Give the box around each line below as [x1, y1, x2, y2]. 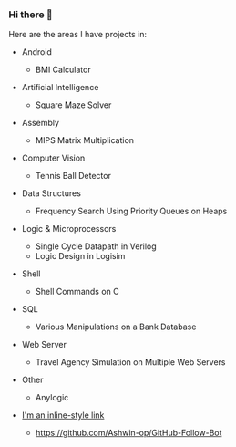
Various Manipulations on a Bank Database [35, 321, 197, 332]
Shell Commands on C [35, 286, 119, 297]
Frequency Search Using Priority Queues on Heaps [35, 205, 228, 217]
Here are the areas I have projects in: [8, 29, 148, 40]
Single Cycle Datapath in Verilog [35, 241, 157, 252]
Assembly [21, 118, 60, 129]
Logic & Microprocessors [21, 223, 117, 234]
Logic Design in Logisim [35, 251, 126, 262]
